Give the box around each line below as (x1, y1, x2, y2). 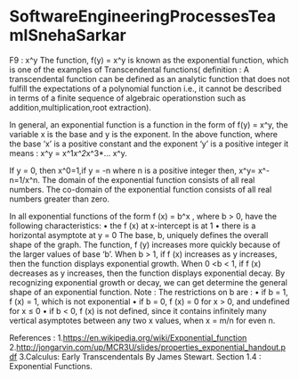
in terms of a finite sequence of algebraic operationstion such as (9, 92, 246, 103)
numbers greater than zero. (9, 194, 109, 204)
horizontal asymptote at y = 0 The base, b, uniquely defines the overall (9, 229, 269, 240)
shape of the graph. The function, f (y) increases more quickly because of (9, 239, 280, 250)
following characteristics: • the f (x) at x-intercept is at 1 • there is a (9, 220, 256, 231)
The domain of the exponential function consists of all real (41, 174, 255, 185)
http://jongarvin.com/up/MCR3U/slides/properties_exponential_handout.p (16, 342, 287, 352)
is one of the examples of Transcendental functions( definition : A (9, 64, 249, 75)
